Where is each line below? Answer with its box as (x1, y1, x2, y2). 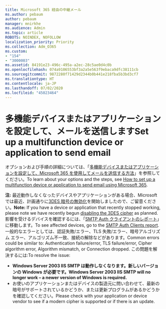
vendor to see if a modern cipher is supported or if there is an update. (12, 299, 155, 305)
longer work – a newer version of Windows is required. (12, 275, 127, 281)
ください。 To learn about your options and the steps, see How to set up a (5, 177, 156, 183)
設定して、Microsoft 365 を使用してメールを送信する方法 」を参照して (18, 170, 161, 176)
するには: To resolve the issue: (9, 252, 71, 258)
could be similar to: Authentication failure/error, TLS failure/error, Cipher (5, 240, 152, 246)
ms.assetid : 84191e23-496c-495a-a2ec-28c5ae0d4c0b (5, 62, 112, 67)
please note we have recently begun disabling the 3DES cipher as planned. (5, 210, 159, 216)
